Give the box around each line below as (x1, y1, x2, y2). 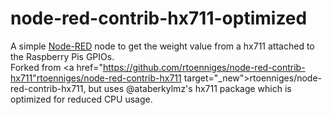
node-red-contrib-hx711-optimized (10, 7, 308, 30)
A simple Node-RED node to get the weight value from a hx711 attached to (10, 40, 315, 52)
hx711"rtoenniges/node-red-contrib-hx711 (10, 72, 182, 84)
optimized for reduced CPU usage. (10, 93, 153, 105)
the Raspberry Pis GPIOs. (10, 50, 115, 62)
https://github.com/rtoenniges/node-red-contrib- (102, 61, 306, 73)
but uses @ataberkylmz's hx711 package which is (88, 82, 292, 94)
